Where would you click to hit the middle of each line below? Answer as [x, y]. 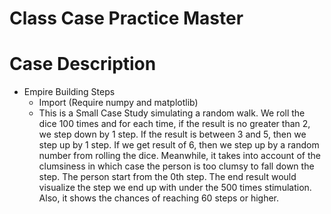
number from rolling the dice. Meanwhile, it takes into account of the [179, 156]
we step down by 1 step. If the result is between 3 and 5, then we [172, 134]
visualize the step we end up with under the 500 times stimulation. [175, 188]
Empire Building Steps [69, 92]
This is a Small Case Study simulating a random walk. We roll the [172, 113]
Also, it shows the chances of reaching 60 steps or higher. [159, 198]
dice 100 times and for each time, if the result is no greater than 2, [174, 124]
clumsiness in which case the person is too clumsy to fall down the [176, 166]
